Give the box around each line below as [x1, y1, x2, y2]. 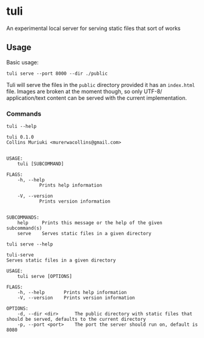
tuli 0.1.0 [6, 134, 34, 140]
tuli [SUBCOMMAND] [17, 161, 64, 167]
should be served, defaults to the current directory [6, 317, 147, 323]
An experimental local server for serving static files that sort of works [6, 24, 181, 32]
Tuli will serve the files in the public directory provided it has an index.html [6, 81, 195, 88]
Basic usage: [6, 58, 39, 66]
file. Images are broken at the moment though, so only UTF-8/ [6, 88, 162, 95]
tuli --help [6, 124, 37, 130]
